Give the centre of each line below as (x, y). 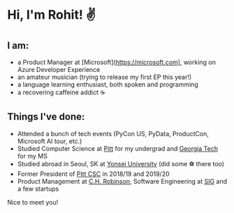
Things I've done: (46, 117)
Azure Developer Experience (59, 69)
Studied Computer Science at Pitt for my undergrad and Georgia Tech (118, 148)
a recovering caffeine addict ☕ (61, 92)
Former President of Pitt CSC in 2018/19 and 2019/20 (93, 174)
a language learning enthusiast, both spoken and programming (108, 85)
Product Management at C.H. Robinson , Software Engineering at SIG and (122, 181)
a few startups (38, 189)
